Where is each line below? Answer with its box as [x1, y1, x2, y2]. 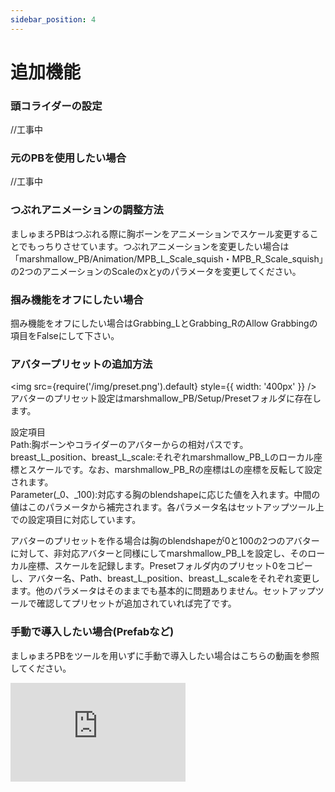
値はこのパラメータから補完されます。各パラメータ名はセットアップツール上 [10, 501, 325, 513]
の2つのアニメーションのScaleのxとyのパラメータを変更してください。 [10, 265, 302, 277]
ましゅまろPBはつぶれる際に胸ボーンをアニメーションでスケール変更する [10, 227, 310, 240]
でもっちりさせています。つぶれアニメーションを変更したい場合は [18, 240, 290, 252]
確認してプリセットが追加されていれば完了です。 [36, 597, 237, 610]
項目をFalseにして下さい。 [10, 330, 120, 341]
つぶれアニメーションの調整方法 [10, 203, 164, 217]
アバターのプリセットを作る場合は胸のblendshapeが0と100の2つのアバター [10, 535, 320, 547]
